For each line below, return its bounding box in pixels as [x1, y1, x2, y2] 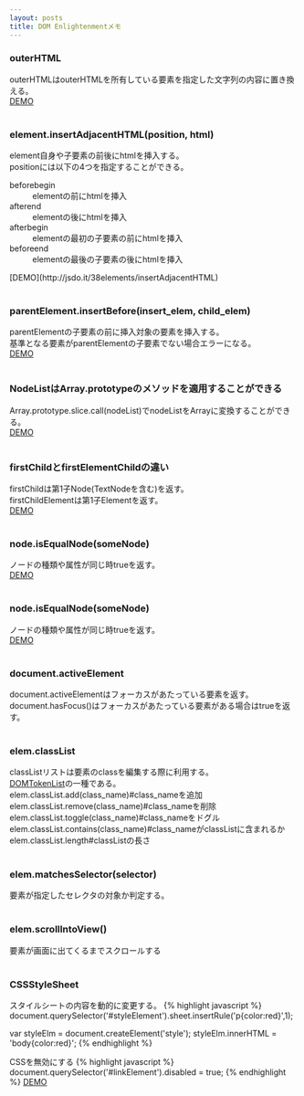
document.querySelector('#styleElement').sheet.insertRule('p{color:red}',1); [9, 1010, 294, 1021]
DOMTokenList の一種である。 [9, 778, 121, 789]
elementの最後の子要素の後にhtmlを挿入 [32, 254, 183, 265]
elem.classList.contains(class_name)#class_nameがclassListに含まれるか [9, 824, 286, 835]
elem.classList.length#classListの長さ [9, 835, 151, 846]
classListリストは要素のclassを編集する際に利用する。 [9, 766, 215, 777]
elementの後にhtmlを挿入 [32, 212, 128, 223]
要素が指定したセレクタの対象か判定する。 [9, 890, 170, 901]
